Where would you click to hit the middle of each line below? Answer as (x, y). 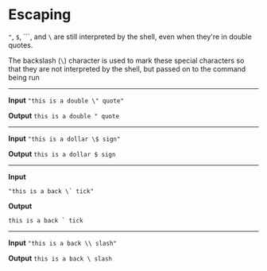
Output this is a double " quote (64, 115)
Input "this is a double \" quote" (66, 100)
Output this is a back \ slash (60, 258)
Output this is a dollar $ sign (62, 153)
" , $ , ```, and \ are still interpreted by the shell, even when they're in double (130, 37)
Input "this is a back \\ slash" (63, 242)
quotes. (21, 45)
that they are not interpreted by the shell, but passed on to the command (127, 68)
